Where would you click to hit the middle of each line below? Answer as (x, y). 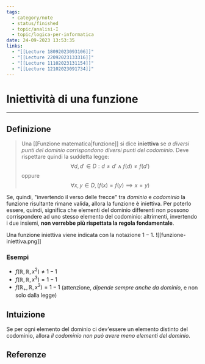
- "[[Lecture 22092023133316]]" (53, 57)
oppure (30, 176)
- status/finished (35, 23)
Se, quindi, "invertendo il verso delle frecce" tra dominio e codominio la (96, 197)
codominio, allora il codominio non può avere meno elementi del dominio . (98, 336)
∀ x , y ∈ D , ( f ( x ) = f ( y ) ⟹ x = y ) (110, 185)
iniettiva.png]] (24, 241)
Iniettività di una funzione (72, 99)
